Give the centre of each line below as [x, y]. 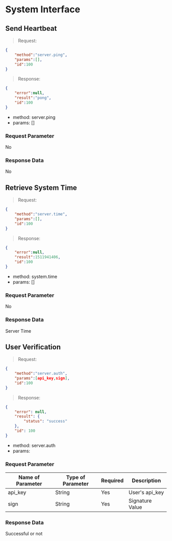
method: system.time [35, 276]
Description [146, 480]
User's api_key [146, 492]
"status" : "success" [46, 422]
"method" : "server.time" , [41, 214]
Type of [76, 477]
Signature [140, 501]
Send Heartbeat [31, 28]
